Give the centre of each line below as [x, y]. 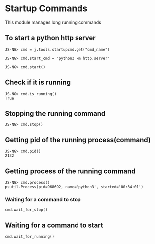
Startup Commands [46, 9]
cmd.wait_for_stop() [27, 210]
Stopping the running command [55, 113]
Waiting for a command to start [54, 225]
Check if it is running [38, 82]
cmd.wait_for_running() [30, 237]
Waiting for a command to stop [43, 199]
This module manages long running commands [53, 22]
